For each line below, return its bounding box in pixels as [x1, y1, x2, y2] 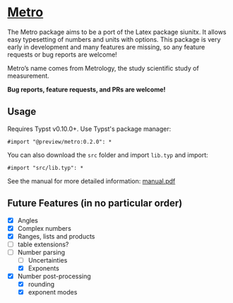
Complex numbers [17, 224, 72, 232]
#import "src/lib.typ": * [7, 164, 83, 171]
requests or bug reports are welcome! [7, 50, 118, 59]
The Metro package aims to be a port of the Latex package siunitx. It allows [7, 28, 227, 36]
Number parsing [17, 248, 66, 256]
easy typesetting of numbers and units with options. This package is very [7, 35, 221, 43]
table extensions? [17, 240, 69, 248]
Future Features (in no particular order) [7, 198, 183, 210]
